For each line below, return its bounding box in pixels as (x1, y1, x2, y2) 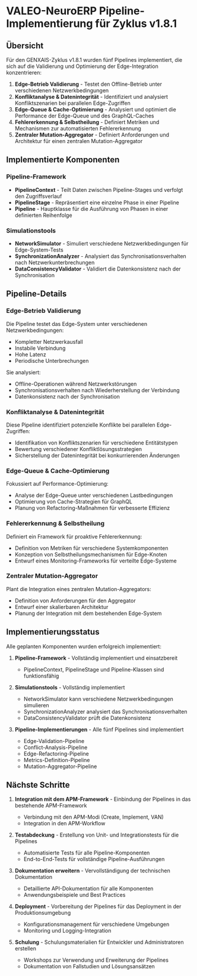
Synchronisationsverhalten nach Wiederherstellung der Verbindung (14, 386, 180, 394)
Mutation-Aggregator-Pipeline (23, 763, 97, 770)
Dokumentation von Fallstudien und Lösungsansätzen (23, 963, 155, 970)
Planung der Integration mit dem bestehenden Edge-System (14, 610, 162, 617)
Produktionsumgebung (14, 909, 71, 916)
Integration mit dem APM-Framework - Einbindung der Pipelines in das (14, 795, 191, 803)
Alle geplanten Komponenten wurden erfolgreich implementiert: (6, 642, 162, 650)
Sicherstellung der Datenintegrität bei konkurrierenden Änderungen (14, 452, 180, 459)
